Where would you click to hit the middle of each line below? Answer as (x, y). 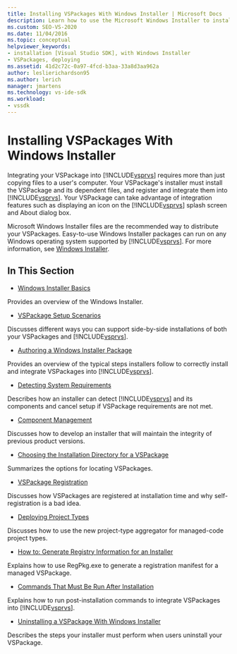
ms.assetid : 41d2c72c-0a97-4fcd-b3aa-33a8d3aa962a (83, 66)
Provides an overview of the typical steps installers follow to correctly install (118, 363)
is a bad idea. (61, 503)
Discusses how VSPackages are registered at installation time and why (110, 495)
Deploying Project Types (53, 516)
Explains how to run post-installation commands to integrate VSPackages (114, 600)
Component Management (55, 420)
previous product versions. (47, 441)
